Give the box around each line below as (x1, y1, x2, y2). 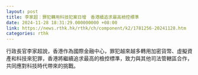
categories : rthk (6, 31, 49, 37)
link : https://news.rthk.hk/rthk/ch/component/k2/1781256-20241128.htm (6, 25, 186, 31)
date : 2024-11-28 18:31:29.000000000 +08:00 (6, 19, 118, 25)
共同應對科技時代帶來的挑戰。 (6, 63, 79, 70)
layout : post (6, 8, 38, 15)
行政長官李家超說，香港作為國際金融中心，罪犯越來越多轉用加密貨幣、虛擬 (6, 48, 187, 55)
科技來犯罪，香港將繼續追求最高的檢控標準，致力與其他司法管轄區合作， (16, 55, 193, 62)
